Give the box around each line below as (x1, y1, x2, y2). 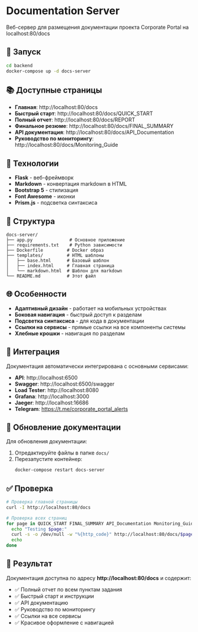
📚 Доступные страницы (6, 85, 103, 95)
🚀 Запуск (6, 47, 41, 57)
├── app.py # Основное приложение (6, 237, 126, 243)
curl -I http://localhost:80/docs (6, 504, 91, 511)
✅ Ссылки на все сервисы (14, 612, 81, 620)
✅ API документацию (14, 599, 69, 606)
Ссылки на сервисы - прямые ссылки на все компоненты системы (14, 323, 186, 331)
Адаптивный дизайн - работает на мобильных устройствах (14, 305, 167, 312)
